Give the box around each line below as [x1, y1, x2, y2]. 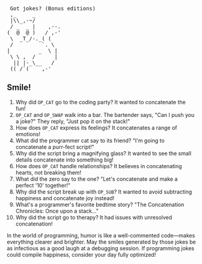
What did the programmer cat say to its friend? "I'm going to [15, 137, 165, 144]
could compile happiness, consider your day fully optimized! [7, 251, 156, 258]
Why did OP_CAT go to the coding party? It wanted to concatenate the [15, 98, 186, 105]
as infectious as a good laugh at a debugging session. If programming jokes [7, 244, 195, 252]
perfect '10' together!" [15, 181, 71, 189]
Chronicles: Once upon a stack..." [15, 207, 99, 215]
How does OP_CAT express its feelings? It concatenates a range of [15, 124, 177, 131]
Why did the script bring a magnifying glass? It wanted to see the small [15, 149, 192, 157]
